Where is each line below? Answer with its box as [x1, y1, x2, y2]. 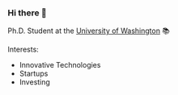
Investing [19, 77, 50, 87]
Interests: [7, 44, 40, 55]
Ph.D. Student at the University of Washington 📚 [7, 26, 171, 35]
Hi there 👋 [7, 7, 48, 19]
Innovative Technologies [19, 60, 101, 70]
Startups [19, 68, 49, 79]
